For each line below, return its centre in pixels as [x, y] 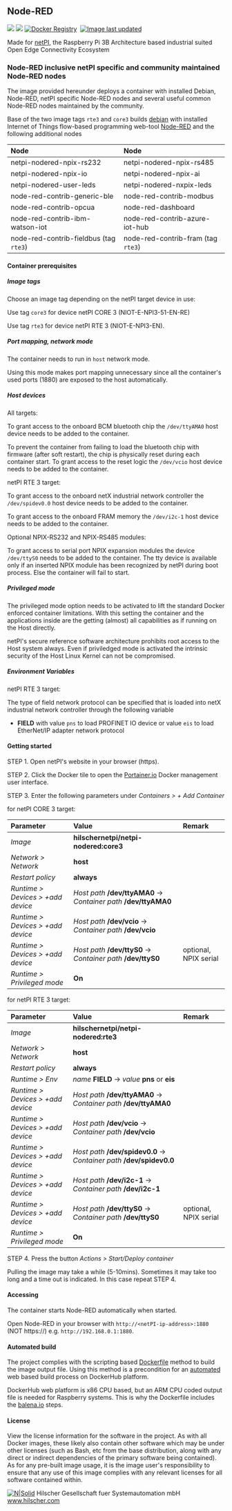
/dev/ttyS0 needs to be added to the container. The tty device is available [112, 558]
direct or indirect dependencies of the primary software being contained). [112, 1458]
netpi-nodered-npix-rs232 [56, 163]
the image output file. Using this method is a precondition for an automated [114, 1369]
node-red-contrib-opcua [53, 208]
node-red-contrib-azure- [167, 219]
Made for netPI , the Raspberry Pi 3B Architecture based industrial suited [110, 42]
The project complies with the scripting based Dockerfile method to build [111, 1362]
